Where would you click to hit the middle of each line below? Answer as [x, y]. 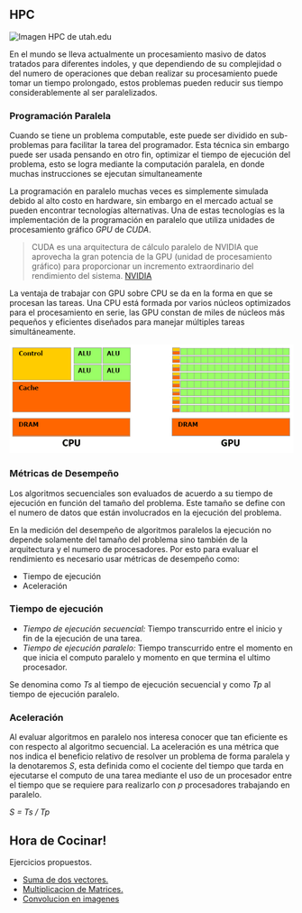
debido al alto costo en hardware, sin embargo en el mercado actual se [141, 201]
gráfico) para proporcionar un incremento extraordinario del [142, 266]
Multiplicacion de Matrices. [73, 889]
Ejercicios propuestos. [51, 862]
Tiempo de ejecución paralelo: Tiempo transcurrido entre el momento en [157, 648]
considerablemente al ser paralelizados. [83, 92]
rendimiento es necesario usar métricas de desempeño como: [125, 558]
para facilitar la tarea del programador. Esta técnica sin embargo [170, 145]
